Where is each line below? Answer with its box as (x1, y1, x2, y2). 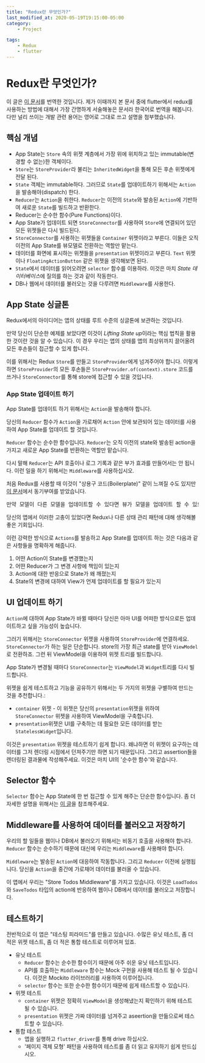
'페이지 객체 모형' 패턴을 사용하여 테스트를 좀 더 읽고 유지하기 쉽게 (24, 1042, 181, 1050)
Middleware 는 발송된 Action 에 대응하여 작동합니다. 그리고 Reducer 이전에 (6, 858, 180, 865)
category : (6, 20, 32, 26)
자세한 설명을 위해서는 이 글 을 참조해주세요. (6, 800, 109, 808)
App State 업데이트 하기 (6, 390, 74, 399)
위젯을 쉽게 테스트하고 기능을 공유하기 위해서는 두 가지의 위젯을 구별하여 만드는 (6, 684, 194, 691)
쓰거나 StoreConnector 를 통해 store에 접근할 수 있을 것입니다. (6, 373, 154, 380)
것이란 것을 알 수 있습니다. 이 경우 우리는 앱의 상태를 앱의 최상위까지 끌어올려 (12, 337, 195, 345)
